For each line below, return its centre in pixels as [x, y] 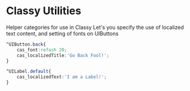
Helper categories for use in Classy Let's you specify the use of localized [95, 27]
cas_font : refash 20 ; [42, 50]
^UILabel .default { [29, 71]
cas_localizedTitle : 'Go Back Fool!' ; [63, 55]
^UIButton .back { [26, 44]
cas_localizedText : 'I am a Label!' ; [62, 77]
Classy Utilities [44, 11]
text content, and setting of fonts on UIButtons [63, 33]
